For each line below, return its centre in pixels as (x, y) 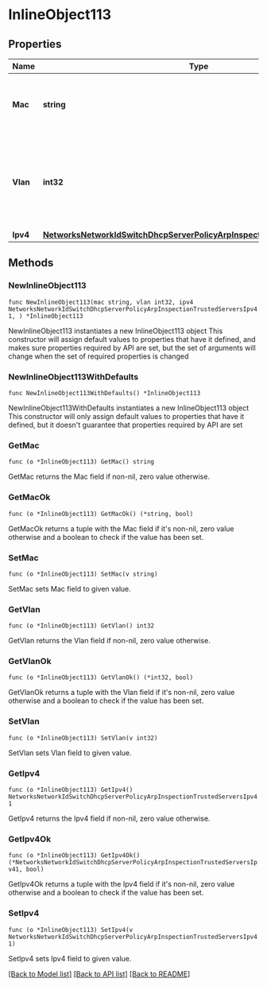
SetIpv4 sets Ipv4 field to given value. (70, 958)
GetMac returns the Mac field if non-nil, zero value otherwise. (109, 477)
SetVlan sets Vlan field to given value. (70, 752)
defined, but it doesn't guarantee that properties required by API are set (126, 425)
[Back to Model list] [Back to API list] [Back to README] (99, 974)
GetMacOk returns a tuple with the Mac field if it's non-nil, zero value (121, 528)
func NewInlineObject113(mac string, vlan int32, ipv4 (101, 302)
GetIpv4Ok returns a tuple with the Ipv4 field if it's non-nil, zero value (122, 884)
